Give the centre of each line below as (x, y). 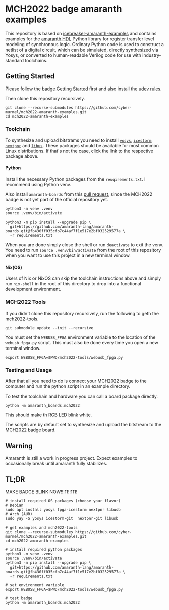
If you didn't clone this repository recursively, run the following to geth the (82, 313)
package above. (22, 156)
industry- (152, 55)
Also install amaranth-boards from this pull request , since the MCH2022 (79, 194)
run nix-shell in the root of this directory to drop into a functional (73, 284)
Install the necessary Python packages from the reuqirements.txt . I (75, 179)
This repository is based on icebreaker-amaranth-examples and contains (81, 33)
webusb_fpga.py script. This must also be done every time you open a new (82, 342)
